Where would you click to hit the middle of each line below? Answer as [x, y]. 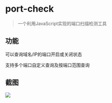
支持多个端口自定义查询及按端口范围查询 [47, 65]
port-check [30, 9]
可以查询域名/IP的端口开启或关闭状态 [44, 54]
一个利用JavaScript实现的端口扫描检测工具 [62, 23]
